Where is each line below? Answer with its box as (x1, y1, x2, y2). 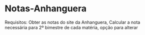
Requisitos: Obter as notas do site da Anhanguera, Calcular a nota (4, 19, 140, 25)
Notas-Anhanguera (4, 3, 87, 14)
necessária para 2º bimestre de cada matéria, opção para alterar (4, 24, 138, 30)
